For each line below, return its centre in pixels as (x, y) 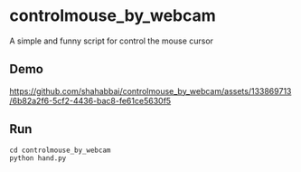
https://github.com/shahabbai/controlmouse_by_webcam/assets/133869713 (150, 91)
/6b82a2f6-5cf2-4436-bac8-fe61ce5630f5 (90, 100)
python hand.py (38, 158)
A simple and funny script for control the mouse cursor (112, 41)
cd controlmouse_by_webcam (60, 150)
